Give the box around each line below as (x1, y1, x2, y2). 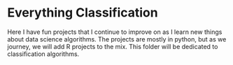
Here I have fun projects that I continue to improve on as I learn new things (7, 28, 223, 36)
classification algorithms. (7, 50, 80, 58)
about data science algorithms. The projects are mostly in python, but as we (7, 35, 227, 43)
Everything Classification (7, 5, 159, 21)
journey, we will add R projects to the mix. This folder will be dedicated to (7, 42, 218, 50)
